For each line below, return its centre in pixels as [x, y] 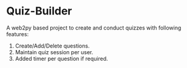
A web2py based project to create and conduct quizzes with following [94, 28]
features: [18, 34]
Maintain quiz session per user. [54, 52]
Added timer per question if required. [61, 58]
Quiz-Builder [39, 11]
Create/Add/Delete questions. [52, 46]
